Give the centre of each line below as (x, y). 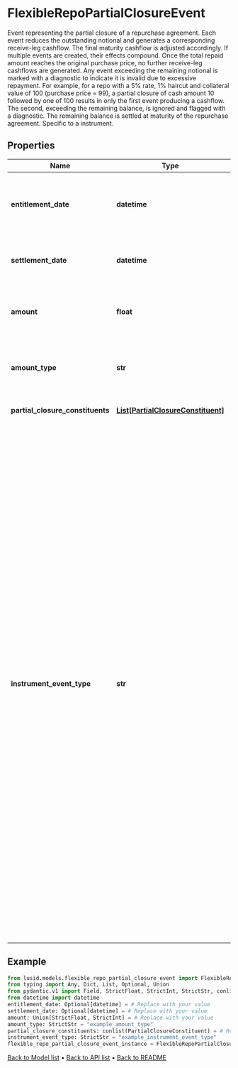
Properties (31, 146)
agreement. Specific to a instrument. (61, 123)
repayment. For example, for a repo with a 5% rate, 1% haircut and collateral (118, 85)
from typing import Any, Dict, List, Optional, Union (89, 985)
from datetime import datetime (53, 998)
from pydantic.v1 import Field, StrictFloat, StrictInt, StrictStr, (110, 991)
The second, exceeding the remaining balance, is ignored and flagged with (117, 108)
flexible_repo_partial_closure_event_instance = (80, 1044)
